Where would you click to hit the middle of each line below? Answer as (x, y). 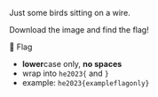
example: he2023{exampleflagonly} (86, 82)
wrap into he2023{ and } (65, 73)
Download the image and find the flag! (79, 30)
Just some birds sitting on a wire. (70, 13)
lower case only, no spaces (72, 64)
